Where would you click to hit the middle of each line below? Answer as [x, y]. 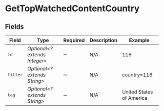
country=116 [137, 75]
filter [15, 75]
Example [139, 40]
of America [134, 98]
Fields [15, 27]
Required [74, 40]
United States [137, 92]
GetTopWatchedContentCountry [72, 9]
